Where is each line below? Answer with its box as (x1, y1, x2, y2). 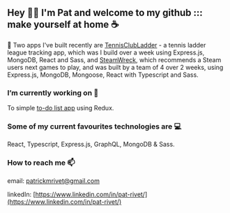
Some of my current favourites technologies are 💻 (7, 122, 182, 131)
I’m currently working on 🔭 (7, 88, 99, 98)
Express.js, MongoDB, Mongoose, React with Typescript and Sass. (7, 71, 199, 79)
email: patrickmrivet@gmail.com (7, 176, 100, 185)
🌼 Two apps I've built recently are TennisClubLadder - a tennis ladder (7, 41, 206, 49)
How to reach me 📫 (7, 158, 75, 168)
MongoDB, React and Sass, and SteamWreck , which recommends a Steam (7, 55, 222, 64)
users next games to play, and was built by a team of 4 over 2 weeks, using (7, 63, 224, 71)
